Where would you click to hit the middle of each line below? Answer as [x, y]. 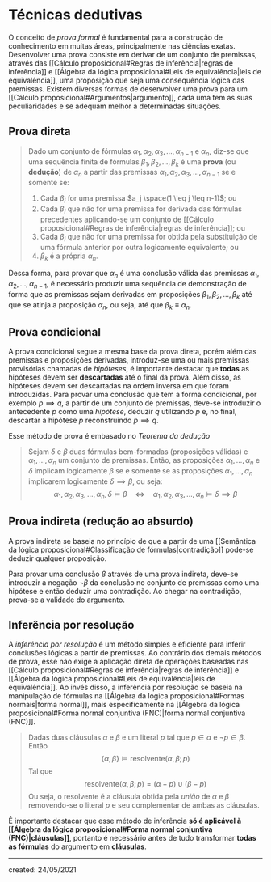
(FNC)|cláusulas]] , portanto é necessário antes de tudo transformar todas [132, 838]
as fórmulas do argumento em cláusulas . [77, 846]
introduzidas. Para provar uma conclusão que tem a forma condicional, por [133, 395]
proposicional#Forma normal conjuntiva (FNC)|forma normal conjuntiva [127, 713]
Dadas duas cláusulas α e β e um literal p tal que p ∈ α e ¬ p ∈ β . [137, 737]
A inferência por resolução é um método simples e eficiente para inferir [127, 644]
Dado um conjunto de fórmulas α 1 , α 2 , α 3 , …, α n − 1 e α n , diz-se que [138, 152]
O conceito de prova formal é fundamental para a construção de [116, 37]
